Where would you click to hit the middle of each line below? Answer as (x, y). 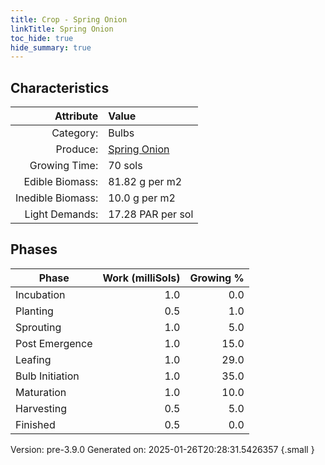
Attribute (76, 116)
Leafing (33, 359)
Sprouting (38, 327)
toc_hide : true (42, 38)
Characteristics (60, 87)
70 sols (125, 166)
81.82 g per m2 (145, 182)
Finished (35, 424)
